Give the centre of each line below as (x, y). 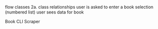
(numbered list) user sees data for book (44, 12)
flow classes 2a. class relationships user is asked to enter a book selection (79, 7)
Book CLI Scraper (22, 22)
